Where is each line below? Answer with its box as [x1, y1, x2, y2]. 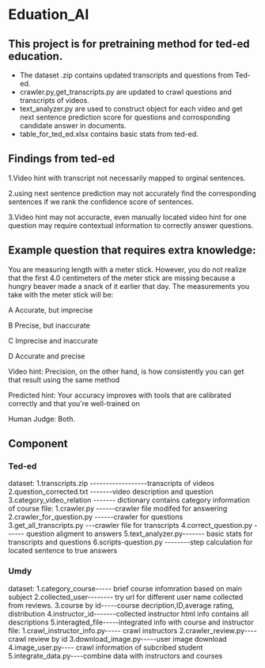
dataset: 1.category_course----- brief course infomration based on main [8, 583, 243, 593]
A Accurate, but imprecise [8, 305, 93, 314]
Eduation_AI [8, 6, 89, 24]
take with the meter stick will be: [8, 290, 114, 299]
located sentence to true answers [8, 546, 118, 556]
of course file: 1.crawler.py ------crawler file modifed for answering [8, 504, 228, 514]
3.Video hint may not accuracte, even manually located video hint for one [8, 212, 247, 222]
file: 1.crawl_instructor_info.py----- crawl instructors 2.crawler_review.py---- [8, 625, 257, 635]
